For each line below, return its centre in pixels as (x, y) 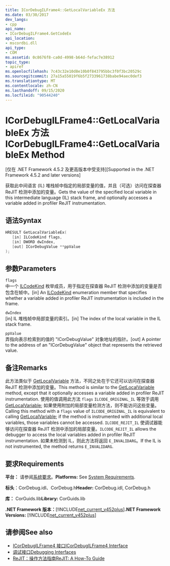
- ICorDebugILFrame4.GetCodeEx (38, 34)
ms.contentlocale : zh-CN (31, 86)
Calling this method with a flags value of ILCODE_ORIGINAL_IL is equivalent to (85, 411)
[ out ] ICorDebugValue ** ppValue (46, 247)
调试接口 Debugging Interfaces (44, 552)
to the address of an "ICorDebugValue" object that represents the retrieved (84, 345)
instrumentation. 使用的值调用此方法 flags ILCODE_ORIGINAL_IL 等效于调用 (82, 399)
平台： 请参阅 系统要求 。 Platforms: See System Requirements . (70, 477)
